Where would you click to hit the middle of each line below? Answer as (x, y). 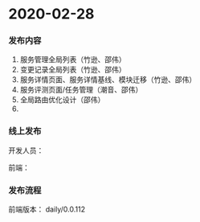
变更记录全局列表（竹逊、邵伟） (73, 70)
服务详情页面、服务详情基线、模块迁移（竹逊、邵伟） (108, 80)
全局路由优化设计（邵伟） (62, 100)
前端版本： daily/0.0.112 (47, 209)
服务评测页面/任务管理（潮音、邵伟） (81, 90)
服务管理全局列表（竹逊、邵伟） (73, 60)
